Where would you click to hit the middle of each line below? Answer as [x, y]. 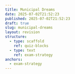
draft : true [17, 23]
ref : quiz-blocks [31, 46]
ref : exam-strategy [33, 55]
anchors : [14, 59]
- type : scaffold [27, 41]
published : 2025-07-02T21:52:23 [37, 18]
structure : [16, 37]
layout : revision [22, 32]
